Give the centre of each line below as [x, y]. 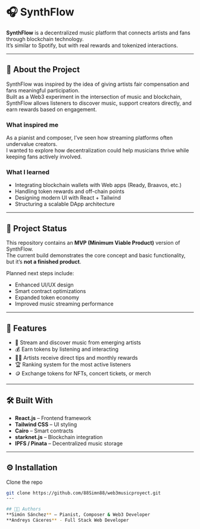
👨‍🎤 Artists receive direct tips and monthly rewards [76, 357]
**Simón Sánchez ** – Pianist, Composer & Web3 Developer [78, 515]
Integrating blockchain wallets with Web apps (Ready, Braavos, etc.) [98, 185]
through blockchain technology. [45, 39]
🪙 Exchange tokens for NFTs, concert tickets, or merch [83, 373]
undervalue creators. [32, 144]
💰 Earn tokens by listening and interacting [67, 349]
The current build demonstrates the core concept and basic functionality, [96, 256]
